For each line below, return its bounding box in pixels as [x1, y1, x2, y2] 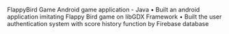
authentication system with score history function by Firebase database [7, 20, 209, 27]
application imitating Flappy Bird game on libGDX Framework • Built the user [7, 13, 222, 21]
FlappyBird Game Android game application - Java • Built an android [7, 6, 200, 13]
